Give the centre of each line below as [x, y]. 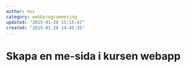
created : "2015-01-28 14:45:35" [45, 28]
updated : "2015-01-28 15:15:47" [45, 22]
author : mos [20, 11]
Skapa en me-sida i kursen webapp [93, 56]
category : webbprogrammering [42, 17]
